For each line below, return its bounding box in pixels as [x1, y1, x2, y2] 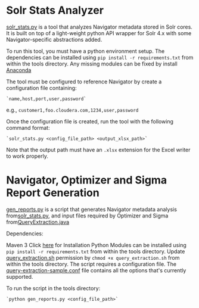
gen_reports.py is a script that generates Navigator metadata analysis [6, 206, 178, 213]
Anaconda [6, 66, 32, 73]
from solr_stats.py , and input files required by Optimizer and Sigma [6, 212, 169, 219]
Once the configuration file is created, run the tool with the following [6, 117, 174, 125]
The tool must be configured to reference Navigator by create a [6, 78, 162, 85]
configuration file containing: [6, 84, 77, 91]
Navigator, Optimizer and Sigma [6, 173, 167, 187]
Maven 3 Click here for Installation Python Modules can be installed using [6, 241, 186, 248]
